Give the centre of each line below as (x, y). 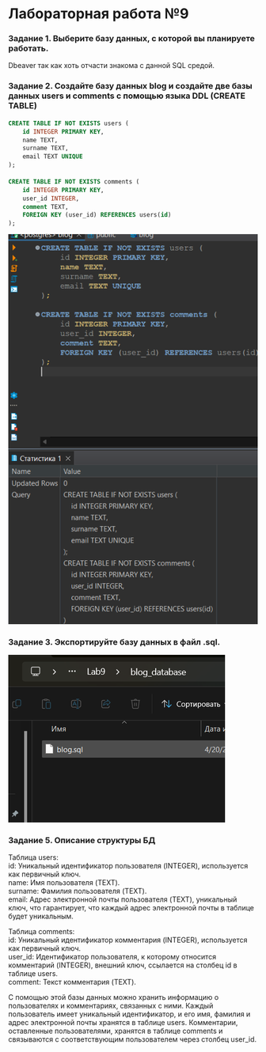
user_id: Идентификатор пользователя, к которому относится (112, 957)
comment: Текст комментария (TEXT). (72, 982)
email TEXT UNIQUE (53, 157)
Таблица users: (34, 857)
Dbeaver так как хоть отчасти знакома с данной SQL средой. (112, 66)
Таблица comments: (42, 932)
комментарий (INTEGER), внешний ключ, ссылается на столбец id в (123, 965)
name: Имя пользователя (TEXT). (64, 883)
